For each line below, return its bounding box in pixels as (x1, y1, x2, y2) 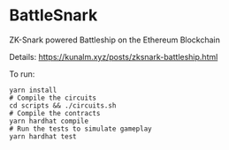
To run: (9, 68, 35, 79)
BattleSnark (9, 5, 98, 26)
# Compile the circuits (9, 94, 97, 102)
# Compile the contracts (9, 109, 101, 117)
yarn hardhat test (9, 131, 77, 141)
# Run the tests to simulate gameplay (9, 124, 152, 133)
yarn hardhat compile (9, 116, 89, 125)
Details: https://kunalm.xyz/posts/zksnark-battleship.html (9, 51, 218, 62)
